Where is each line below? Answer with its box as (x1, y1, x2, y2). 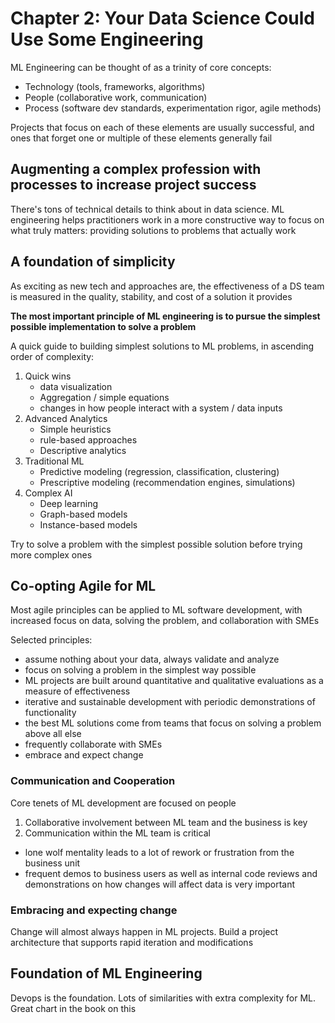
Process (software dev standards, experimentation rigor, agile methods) (24, 102, 322, 114)
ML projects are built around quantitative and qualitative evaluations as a (24, 675, 324, 687)
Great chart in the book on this (10, 1002, 137, 1014)
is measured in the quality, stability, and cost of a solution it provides (10, 290, 293, 302)
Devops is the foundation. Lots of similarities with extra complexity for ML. (10, 992, 317, 1004)
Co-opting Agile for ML (10, 577, 157, 594)
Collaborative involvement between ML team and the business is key (24, 816, 308, 828)
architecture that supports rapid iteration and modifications (10, 936, 254, 948)
